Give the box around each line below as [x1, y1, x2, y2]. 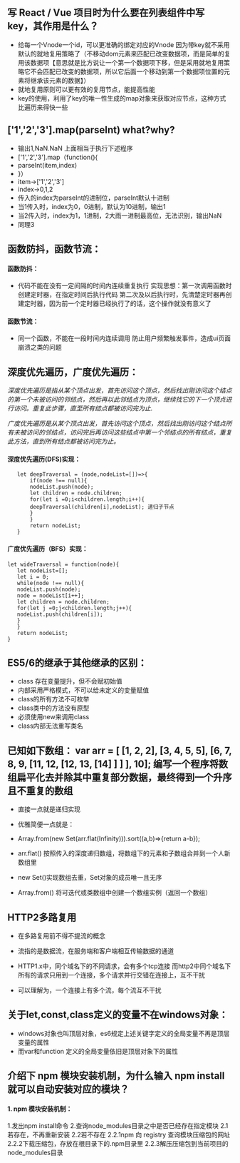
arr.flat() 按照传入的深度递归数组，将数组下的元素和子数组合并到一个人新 [17, 849, 231, 858]
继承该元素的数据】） [30, 76, 90, 84]
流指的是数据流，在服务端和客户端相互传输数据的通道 [17, 947, 174, 955]
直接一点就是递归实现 [17, 805, 80, 813]
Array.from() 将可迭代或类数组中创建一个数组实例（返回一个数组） [17, 888, 212, 897]
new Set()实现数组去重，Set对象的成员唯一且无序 [17, 873, 162, 882]
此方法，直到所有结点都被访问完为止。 [7, 437, 120, 446]
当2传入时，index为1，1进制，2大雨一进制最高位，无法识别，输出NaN [17, 211, 222, 220]
